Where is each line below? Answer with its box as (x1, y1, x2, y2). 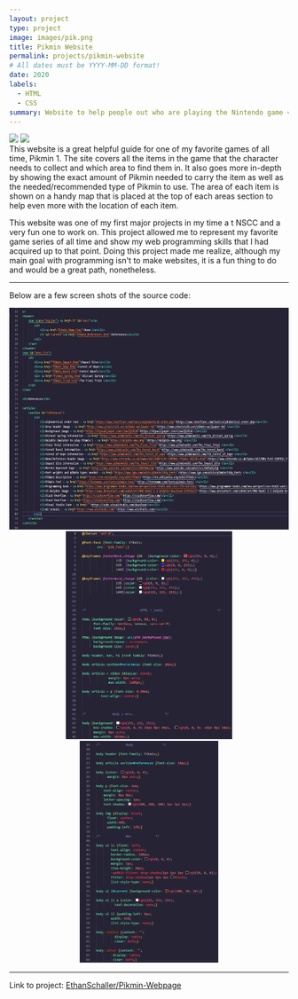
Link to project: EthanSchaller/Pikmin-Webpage (9, 980, 182, 991)
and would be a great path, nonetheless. (9, 264, 157, 275)
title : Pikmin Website (9, 43, 93, 51)
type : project (9, 23, 62, 33)
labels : (9, 80, 38, 89)
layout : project (9, 14, 69, 23)
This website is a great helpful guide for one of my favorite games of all (9, 144, 271, 154)
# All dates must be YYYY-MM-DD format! (9, 61, 161, 70)
